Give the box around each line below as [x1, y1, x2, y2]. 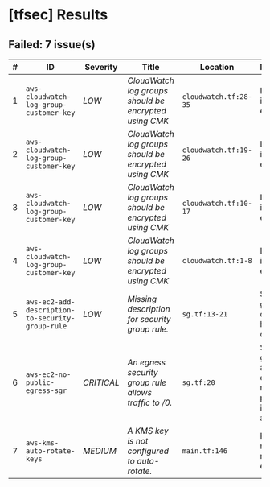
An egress [127, 357, 166, 368]
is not [127, 435, 149, 446]
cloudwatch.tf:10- [182, 199, 253, 208]
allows [127, 387, 153, 398]
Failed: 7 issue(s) [8, 38, 96, 52]
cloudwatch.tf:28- [182, 93, 253, 101]
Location [199, 62, 235, 72]
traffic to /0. [127, 397, 173, 408]
